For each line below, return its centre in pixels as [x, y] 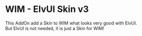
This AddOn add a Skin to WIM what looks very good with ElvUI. [71, 23]
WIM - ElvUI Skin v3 [47, 9]
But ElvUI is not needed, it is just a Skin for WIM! [55, 28]
